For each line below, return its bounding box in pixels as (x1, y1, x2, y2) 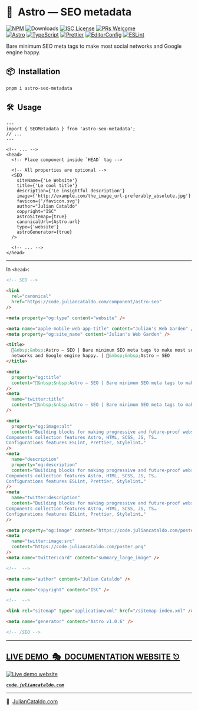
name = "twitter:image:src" (11, 538, 75, 545)
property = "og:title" (11, 374, 62, 380)
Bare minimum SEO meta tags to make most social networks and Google (6, 42, 182, 50)
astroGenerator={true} (16, 230, 72, 235)
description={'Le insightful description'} (16, 188, 126, 194)
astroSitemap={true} (16, 214, 67, 220)
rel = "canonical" (11, 293, 51, 300)
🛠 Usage (6, 103, 42, 113)
